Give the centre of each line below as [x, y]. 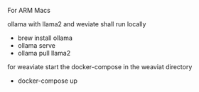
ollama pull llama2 [44, 53]
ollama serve [36, 45]
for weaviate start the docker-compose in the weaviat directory [100, 67]
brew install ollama [45, 38]
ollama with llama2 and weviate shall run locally [77, 24]
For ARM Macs [29, 10]
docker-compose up [48, 81]
